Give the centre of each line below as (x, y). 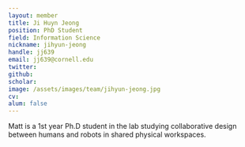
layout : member (33, 15)
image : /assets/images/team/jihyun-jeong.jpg (84, 89)
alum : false (28, 104)
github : (21, 74)
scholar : (23, 81)
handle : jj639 (32, 52)
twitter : (23, 67)
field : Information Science (55, 38)
